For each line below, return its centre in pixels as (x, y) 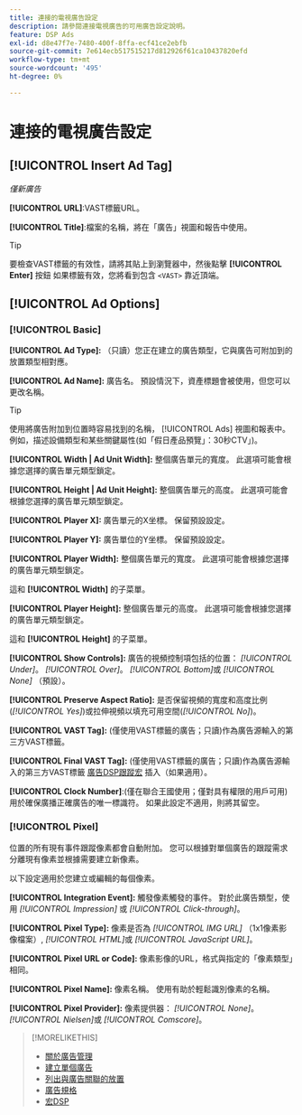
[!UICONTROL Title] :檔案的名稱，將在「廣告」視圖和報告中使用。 (131, 227)
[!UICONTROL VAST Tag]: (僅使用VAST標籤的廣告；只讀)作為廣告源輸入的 (147, 731)
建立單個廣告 (69, 1067)
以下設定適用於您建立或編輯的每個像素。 (84, 878)
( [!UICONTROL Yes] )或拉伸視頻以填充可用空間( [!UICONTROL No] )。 (135, 711)
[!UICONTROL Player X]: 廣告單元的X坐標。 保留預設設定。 (119, 520)
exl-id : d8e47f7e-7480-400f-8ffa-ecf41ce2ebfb (98, 43)
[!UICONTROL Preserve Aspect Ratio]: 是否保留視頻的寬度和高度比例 (138, 700)
